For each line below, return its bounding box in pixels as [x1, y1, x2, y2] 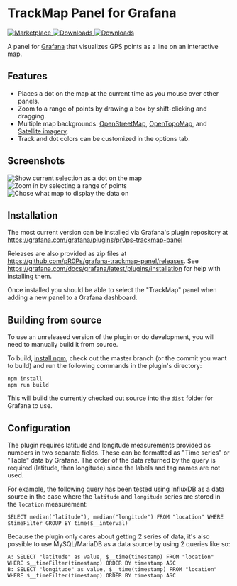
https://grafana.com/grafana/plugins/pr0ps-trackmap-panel [7, 236, 183, 244]
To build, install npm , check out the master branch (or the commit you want [7, 354, 227, 363]
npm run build [7, 382, 50, 389]
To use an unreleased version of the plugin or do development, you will [7, 333, 215, 341]
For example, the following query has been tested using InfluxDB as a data [7, 485, 225, 493]
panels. [17, 96, 40, 105]
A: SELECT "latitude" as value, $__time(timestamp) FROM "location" [7, 553, 214, 560]
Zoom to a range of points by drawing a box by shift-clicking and [17, 104, 207, 113]
